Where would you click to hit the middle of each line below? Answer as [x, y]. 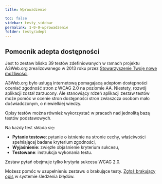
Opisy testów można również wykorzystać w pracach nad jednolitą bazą [78, 113]
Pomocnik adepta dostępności [52, 51]
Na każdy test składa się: [30, 127]
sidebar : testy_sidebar [29, 23]
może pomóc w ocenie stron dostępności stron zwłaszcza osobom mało [77, 98]
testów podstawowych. [28, 118]
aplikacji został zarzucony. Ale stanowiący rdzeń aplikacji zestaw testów [77, 93]
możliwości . [17, 73]
